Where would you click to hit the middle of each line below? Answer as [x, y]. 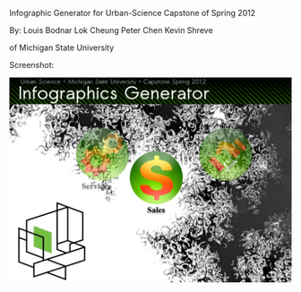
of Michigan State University [62, 47]
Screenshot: [32, 65]
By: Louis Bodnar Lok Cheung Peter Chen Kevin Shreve [111, 30]
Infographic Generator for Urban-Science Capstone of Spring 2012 [133, 13]
